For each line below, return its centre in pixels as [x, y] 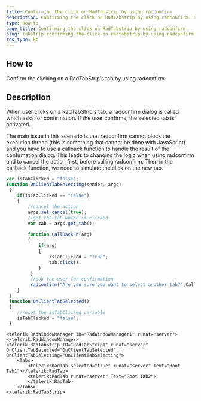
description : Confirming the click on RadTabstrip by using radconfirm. [99, 17]
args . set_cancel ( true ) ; [57, 212]
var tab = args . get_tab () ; [61, 223]
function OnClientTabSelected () [49, 301]
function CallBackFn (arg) [60, 234]
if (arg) [48, 246]
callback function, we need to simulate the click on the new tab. [85, 168]
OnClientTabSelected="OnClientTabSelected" [61, 350]
